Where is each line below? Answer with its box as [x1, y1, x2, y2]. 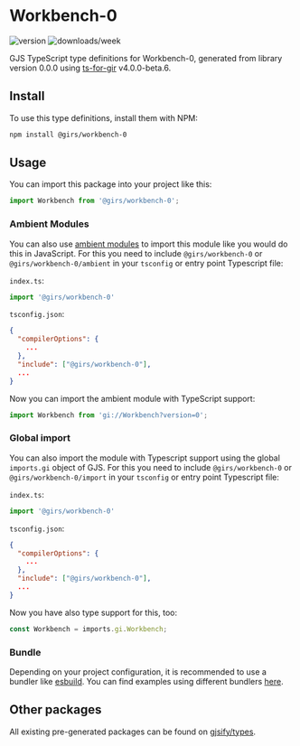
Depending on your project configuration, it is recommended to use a [9, 666, 267, 677]
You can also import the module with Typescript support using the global [9, 452, 280, 463]
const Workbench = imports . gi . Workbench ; [9, 624, 168, 633]
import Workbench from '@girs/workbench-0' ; [9, 196, 180, 206]
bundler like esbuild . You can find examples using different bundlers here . [9, 676, 285, 686]
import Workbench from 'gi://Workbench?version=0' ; [9, 410, 208, 420]
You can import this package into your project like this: [9, 179, 212, 190]
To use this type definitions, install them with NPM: [9, 112, 199, 123]
